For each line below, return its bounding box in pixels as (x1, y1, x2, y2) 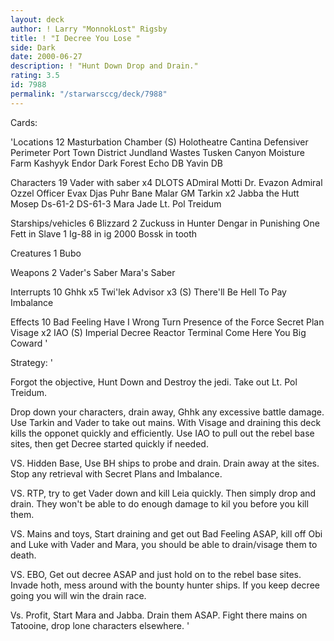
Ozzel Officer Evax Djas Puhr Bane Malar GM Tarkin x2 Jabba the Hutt (10, 187, 300, 199)
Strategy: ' (10, 356, 53, 368)
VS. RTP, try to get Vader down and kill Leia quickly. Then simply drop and (10, 487, 317, 499)
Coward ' (10, 337, 48, 349)
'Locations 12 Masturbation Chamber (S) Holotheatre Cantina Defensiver (10, 136, 309, 148)
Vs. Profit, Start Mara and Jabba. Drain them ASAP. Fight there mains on (10, 609, 308, 621)
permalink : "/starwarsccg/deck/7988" (10, 89, 168, 99)
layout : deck (10, 14, 65, 25)
